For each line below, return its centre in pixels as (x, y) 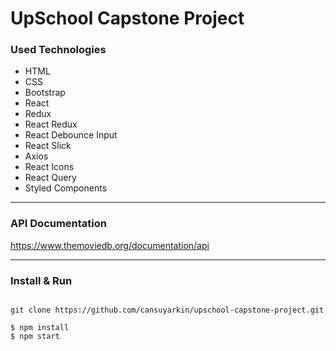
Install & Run (41, 280)
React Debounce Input (71, 135)
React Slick (48, 146)
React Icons (49, 167)
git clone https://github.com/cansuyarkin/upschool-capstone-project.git (167, 310)
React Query (50, 178)
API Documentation (59, 224)
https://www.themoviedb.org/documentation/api (110, 245)
